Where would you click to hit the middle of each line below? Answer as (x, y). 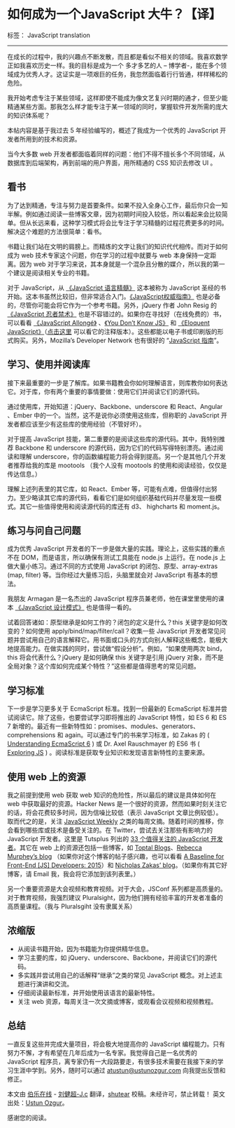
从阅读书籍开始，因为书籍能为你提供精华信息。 (85, 948)
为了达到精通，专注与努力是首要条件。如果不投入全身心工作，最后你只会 (111, 205)
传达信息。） (24, 474)
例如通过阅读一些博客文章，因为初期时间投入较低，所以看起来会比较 (123, 214)
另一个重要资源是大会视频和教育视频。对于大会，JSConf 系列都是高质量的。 (117, 889)
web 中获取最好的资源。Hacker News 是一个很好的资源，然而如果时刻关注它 (117, 804)
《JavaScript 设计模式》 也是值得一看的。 (75, 607)
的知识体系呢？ (29, 115)
